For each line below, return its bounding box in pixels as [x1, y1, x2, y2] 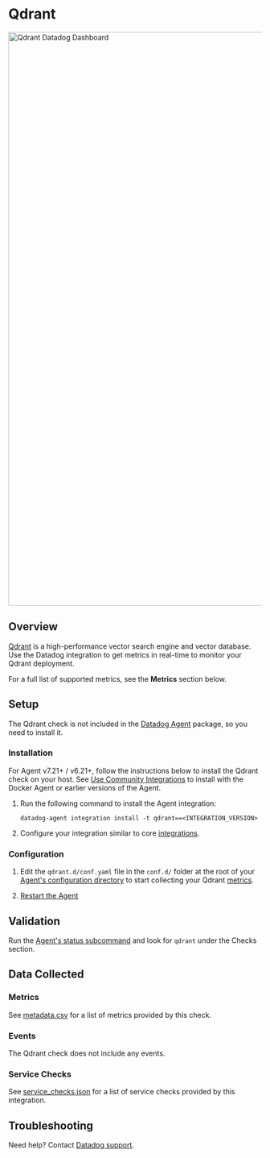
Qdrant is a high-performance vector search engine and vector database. [8, 641, 252, 651]
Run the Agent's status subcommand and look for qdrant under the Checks [8, 936, 257, 945]
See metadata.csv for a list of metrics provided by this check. [8, 1010, 211, 1019]
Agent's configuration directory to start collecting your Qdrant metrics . [19, 875, 255, 885]
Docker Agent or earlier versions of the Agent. [8, 782, 162, 792]
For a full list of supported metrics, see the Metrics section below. [8, 674, 227, 683]
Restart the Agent [19, 891, 79, 901]
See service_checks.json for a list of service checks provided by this [8, 1087, 235, 1097]
